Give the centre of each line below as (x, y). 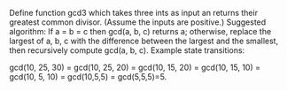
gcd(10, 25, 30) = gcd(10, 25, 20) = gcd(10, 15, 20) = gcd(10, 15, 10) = (135, 67)
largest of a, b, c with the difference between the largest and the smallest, (144, 41)
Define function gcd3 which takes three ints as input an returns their (134, 13)
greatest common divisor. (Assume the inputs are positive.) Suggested (138, 22)
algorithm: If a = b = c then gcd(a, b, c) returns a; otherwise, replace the (140, 31)
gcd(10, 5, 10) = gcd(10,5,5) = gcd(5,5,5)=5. (88, 77)
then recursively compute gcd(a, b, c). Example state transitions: (127, 50)
